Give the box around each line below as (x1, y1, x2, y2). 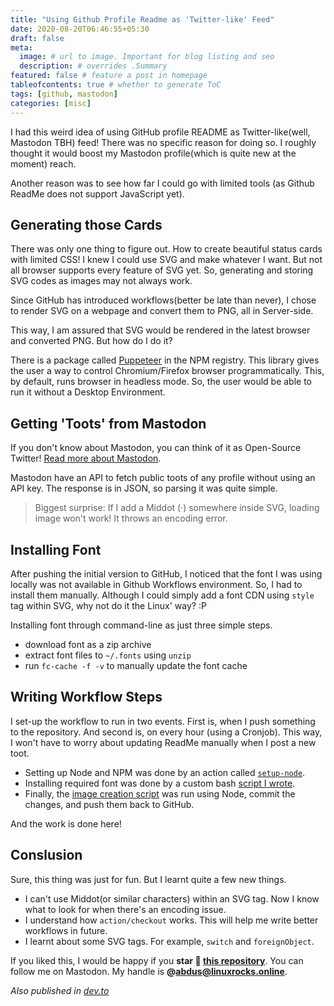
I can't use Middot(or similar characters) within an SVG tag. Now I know (24, 892, 320, 905)
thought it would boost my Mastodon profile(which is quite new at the (10, 147, 297, 159)
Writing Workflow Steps (10, 689, 163, 706)
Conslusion (10, 847, 83, 864)
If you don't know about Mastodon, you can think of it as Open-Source (10, 442, 302, 454)
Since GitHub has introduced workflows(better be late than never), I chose (10, 294, 317, 306)
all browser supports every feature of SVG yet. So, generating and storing (10, 264, 314, 276)
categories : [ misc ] (10, 98, 92, 108)
